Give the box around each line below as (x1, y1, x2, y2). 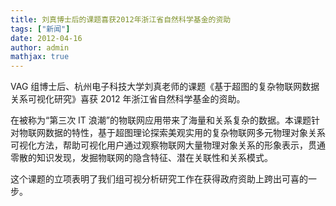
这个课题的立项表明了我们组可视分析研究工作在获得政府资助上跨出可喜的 (10, 173, 308, 185)
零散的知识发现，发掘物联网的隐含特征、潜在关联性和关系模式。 (10, 152, 273, 164)
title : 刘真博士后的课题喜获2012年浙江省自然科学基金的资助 (10, 14, 232, 25)
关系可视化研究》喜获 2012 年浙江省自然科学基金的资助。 (10, 93, 246, 105)
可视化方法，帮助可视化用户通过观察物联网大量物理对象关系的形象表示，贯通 (10, 139, 326, 151)
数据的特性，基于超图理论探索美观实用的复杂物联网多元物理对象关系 (44, 127, 326, 139)
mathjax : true (10, 52, 70, 62)
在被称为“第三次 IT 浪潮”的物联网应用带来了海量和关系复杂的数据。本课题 (10, 114, 312, 126)
